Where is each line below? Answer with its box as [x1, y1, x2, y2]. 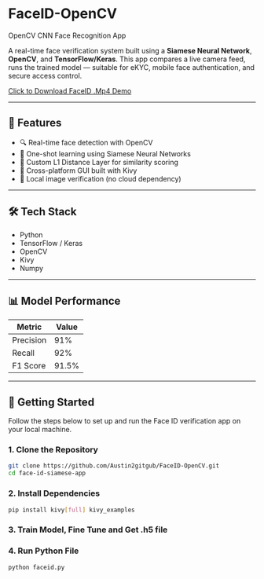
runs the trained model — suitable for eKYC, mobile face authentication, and [8, 62, 255, 71]
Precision [12, 335, 47, 346]
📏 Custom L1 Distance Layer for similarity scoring [19, 157, 179, 167]
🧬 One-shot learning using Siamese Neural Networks [19, 148, 191, 158]
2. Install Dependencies [8, 488, 101, 499]
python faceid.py [8, 563, 65, 571]
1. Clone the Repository [8, 445, 98, 456]
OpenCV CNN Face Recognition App [8, 31, 126, 40]
